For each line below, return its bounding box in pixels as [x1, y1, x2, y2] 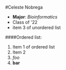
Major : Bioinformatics [12, 14, 57, 19]
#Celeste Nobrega [5, 4, 43, 10]
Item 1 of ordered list [12, 44, 55, 49]
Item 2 [12, 49, 26, 55]
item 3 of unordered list [12, 24, 61, 30]
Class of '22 [12, 19, 37, 25]
